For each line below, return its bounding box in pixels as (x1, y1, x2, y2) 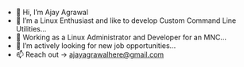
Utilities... (15, 24, 47, 33)
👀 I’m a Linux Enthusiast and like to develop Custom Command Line (15, 16, 237, 25)
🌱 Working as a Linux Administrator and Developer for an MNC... (15, 32, 227, 42)
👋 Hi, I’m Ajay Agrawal (15, 8, 89, 17)
